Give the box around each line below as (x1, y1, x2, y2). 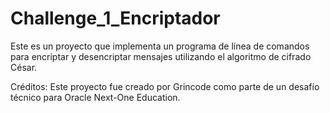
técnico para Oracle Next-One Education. (10, 91, 181, 103)
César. (10, 61, 38, 73)
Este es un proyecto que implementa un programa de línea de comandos (10, 40, 310, 52)
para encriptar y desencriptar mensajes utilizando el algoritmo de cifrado (10, 50, 312, 62)
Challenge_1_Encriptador (10, 7, 221, 30)
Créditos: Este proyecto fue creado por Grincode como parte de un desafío (10, 80, 320, 92)
